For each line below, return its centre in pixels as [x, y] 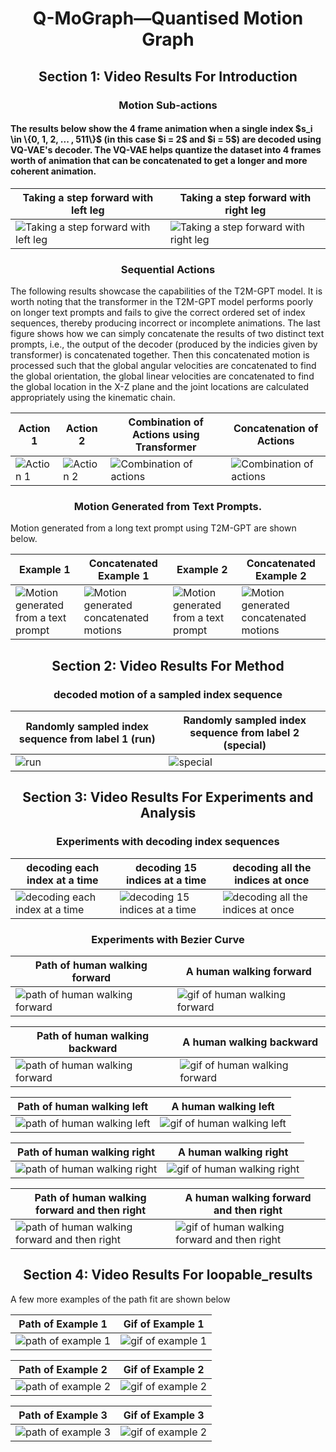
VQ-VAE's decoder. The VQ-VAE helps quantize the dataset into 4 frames [166, 150]
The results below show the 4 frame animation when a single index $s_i [161, 129]
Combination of [166, 422]
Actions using [166, 434]
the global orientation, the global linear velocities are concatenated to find [162, 376]
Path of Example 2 [63, 1369]
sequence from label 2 [244, 732]
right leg [245, 210]
